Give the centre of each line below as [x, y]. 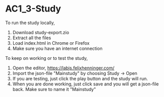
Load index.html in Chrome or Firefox [51, 43]
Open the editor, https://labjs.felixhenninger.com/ [63, 68]
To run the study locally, [30, 23]
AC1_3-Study [33, 9]
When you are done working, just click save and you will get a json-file [86, 84]
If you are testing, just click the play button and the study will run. [80, 78]
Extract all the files [32, 38]
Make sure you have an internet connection [57, 48]
